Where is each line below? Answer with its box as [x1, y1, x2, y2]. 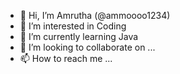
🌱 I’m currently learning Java [19, 31, 139, 42]
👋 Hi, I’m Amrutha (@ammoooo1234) [19, 10, 171, 21]
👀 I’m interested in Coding [19, 20, 127, 32]
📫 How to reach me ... [19, 53, 113, 64]
